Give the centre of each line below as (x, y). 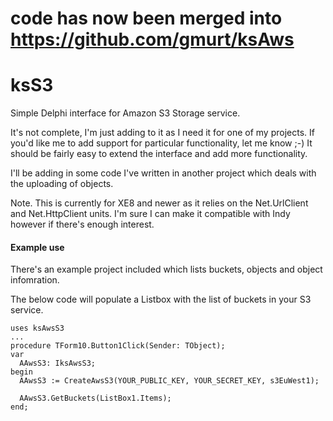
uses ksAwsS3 (37, 328)
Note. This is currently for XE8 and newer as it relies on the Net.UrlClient (159, 203)
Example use (37, 247)
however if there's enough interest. (82, 224)
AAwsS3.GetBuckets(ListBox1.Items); (95, 398)
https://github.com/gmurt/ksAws (152, 39)
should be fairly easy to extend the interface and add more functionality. (159, 154)
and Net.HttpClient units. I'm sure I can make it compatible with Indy (150, 214)
